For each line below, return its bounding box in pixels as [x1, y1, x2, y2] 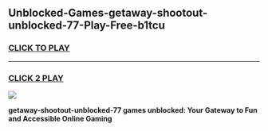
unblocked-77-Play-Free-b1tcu [8, 19, 166, 33]
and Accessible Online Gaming [8, 114, 112, 123]
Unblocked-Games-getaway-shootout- [8, 6, 208, 20]
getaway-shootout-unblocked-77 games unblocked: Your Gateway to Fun [8, 105, 258, 114]
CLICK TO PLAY [8, 43, 70, 54]
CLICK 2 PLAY [8, 72, 64, 83]
